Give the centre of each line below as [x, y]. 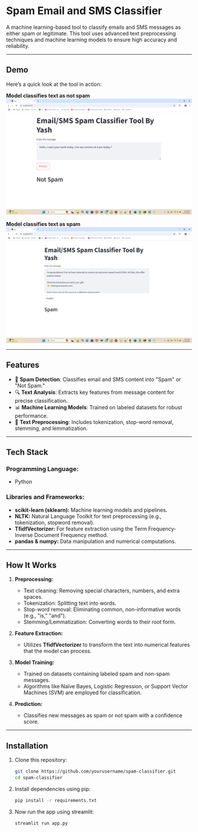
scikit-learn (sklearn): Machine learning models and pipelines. [91, 510]
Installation [27, 746]
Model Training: [34, 662]
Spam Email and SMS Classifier [84, 11]
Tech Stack [27, 452]
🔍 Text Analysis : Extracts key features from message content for [94, 392]
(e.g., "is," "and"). [45, 616]
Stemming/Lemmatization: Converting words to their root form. [100, 622]
